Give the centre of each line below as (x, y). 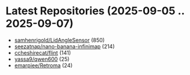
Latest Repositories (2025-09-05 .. (95, 11)
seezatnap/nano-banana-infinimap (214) (64, 46)
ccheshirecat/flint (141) (43, 52)
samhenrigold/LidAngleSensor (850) (60, 40)
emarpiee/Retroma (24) (43, 65)
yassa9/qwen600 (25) (42, 59)
